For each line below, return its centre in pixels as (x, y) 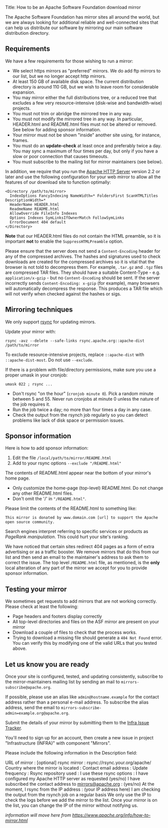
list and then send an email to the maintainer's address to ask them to (77, 557)
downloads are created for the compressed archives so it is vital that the (80, 262)
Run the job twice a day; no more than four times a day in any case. (82, 409)
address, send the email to (33, 708)
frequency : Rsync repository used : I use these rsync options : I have (77, 773)
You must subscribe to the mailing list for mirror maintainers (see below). (88, 162)
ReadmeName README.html (34, 209)
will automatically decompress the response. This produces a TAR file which (84, 288)
